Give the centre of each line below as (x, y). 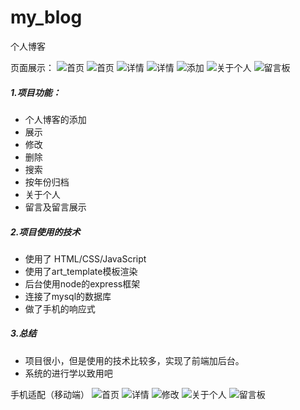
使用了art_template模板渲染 (81, 271)
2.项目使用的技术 (45, 232)
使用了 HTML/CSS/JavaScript (85, 258)
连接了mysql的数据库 (68, 296)
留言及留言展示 (55, 207)
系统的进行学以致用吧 (68, 373)
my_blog (46, 17)
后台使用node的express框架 (82, 283)
